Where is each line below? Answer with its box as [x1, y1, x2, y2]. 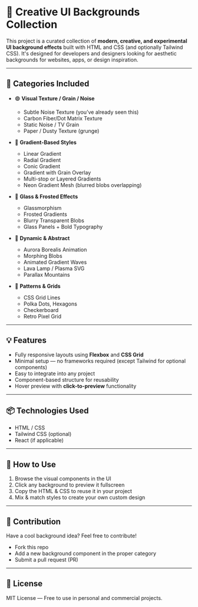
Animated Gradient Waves [23, 258, 87, 265]
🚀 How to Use [6, 460, 56, 470]
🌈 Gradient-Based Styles [14, 139, 77, 146]
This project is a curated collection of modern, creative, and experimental [6, 37, 187, 44]
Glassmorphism [23, 204, 62, 211]
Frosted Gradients [23, 211, 68, 218]
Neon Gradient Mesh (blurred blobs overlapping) [23, 181, 142, 188]
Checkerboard [23, 306, 59, 313]
